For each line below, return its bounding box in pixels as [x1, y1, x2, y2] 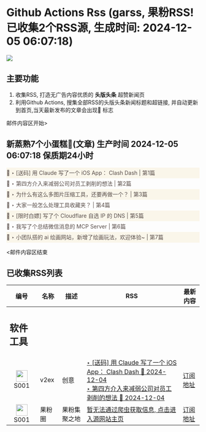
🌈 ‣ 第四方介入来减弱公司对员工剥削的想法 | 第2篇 [6, 180, 132, 187]
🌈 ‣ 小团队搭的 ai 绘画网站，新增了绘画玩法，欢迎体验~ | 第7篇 [6, 233, 164, 241]
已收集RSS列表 [6, 268, 63, 278]
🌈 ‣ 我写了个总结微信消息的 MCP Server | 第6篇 [6, 222, 126, 230]
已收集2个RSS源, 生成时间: [6, 21, 141, 35]
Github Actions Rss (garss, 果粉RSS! [6, 6, 194, 20]
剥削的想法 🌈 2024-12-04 [86, 393, 165, 402]
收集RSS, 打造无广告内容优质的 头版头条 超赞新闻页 [15, 91, 145, 98]
